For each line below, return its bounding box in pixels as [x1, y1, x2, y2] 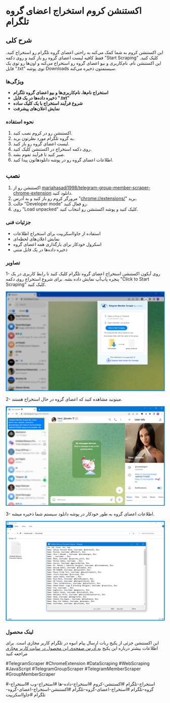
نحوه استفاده [6, 118, 34, 125]
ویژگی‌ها [6, 78, 24, 85]
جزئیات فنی [6, 219, 31, 226]
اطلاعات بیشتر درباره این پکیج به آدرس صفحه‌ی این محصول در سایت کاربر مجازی [6, 645, 158, 651]
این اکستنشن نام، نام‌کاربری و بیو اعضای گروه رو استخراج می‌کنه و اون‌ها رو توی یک [6, 60, 161, 66]
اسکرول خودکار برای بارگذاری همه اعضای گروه [13, 241, 102, 247]
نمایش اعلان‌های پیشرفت [13, 106, 60, 112]
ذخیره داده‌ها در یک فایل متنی [13, 246, 68, 252]
